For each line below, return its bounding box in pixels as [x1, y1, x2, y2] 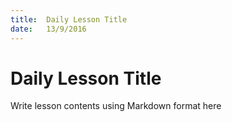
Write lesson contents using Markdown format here [10, 100, 222, 112]
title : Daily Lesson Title [10, 14, 128, 25]
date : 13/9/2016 [10, 24, 87, 34]
